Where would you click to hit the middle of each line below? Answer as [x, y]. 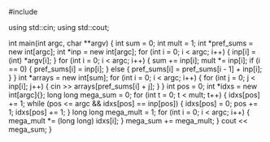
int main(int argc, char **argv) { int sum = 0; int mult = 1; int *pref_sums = [131, 43]
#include [23, 12]
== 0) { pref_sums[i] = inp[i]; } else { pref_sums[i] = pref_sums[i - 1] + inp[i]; [135, 69]
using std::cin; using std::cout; [59, 27]
